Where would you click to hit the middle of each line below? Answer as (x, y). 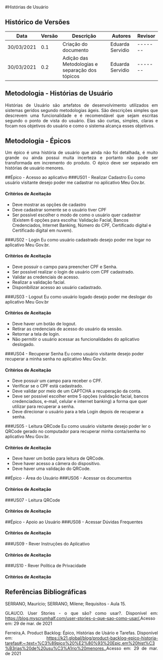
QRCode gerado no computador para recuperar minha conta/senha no (75, 432)
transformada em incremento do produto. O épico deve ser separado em (81, 163)
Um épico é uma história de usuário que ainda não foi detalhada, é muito (81, 153)
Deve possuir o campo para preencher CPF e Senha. (65, 267)
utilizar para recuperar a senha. (43, 406)
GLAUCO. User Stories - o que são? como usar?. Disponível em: (81, 613)
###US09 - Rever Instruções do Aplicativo (47, 544)
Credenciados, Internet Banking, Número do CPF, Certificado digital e (81, 225)
